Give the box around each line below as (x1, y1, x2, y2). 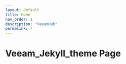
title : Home (5, 12, 30, 17)
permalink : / (5, 26, 33, 31)
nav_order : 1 (5, 17, 33, 22)
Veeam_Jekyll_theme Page (5, 48, 121, 59)
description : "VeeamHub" (5, 21, 58, 27)
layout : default (5, 7, 39, 13)
